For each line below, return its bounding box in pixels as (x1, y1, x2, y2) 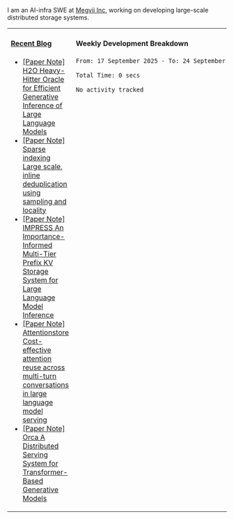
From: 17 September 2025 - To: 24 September (75, 57, 226, 65)
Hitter (22, 74, 41, 84)
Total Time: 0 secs (75, 71, 141, 79)
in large (22, 388, 47, 398)
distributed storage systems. (7, 13, 89, 22)
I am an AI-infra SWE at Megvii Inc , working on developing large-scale (7, 6, 209, 14)
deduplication (22, 179, 68, 189)
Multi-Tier (22, 249, 57, 258)
